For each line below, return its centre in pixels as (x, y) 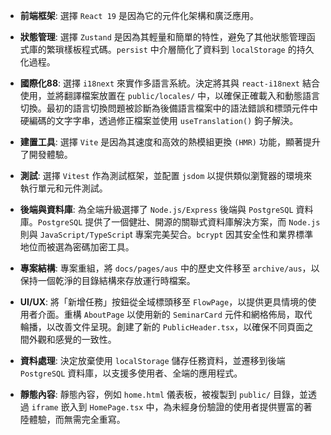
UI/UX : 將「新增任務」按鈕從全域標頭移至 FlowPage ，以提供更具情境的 (163, 302)
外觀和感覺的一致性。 (72, 339)
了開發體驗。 (46, 154)
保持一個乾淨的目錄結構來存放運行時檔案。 (107, 280)
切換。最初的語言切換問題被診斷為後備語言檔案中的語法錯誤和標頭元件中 (168, 108)
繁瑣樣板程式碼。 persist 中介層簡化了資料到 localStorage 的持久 (180, 49)
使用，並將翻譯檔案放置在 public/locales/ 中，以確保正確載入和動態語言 (170, 95)
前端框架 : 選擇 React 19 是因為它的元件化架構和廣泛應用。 (139, 15)
